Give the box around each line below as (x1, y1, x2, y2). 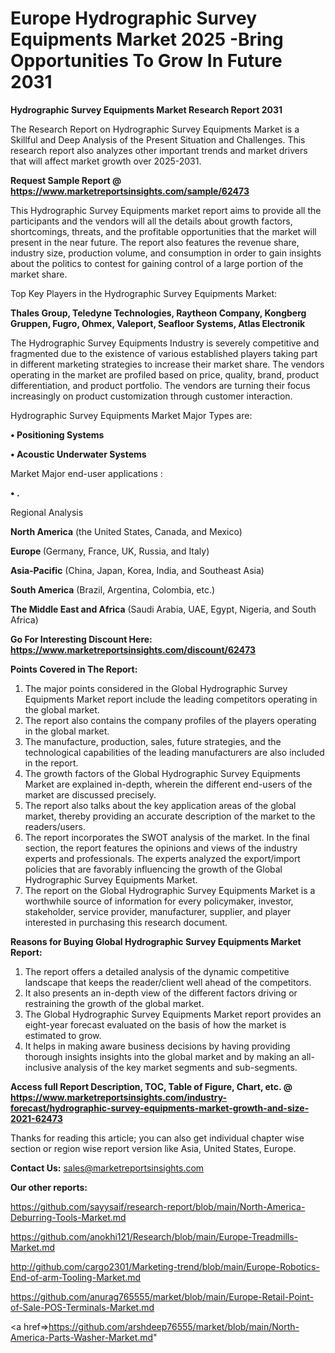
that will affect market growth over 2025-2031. (10, 155, 202, 167)
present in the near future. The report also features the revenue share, (10, 236, 300, 248)
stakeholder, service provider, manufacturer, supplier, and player (24, 905, 292, 917)
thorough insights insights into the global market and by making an (24, 1050, 300, 1062)
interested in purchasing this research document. (24, 916, 228, 928)
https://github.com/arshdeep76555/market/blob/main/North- (48, 1320, 300, 1332)
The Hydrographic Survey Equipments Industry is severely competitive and (10, 337, 320, 349)
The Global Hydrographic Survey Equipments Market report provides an (24, 1008, 322, 1020)
